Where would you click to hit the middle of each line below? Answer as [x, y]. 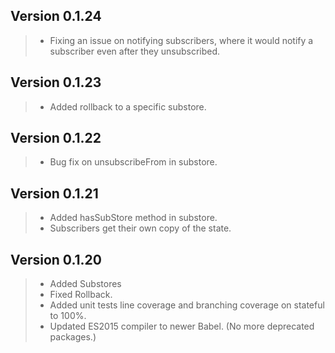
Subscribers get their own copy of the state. [140, 228]
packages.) [73, 337]
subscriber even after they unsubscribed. [135, 51]
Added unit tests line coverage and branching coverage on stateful [187, 305]
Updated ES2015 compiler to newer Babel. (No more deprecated [182, 326]
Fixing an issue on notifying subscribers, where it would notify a [181, 40]
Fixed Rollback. [81, 295]
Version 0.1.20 [56, 259]
